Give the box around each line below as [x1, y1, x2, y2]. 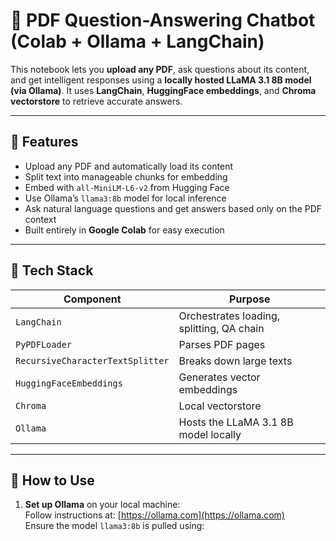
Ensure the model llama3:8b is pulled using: [24, 520, 205, 532]
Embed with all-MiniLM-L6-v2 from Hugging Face [24, 181, 230, 193]
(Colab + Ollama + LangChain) [10, 30, 265, 53]
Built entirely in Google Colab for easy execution [24, 224, 225, 236]
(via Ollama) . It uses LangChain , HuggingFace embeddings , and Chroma [10, 84, 317, 96]
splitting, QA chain [178, 321, 265, 335]
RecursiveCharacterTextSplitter [15, 355, 170, 366]
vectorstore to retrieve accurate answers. [10, 95, 183, 107]
